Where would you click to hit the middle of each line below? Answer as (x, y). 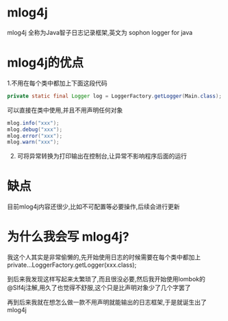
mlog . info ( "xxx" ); (33, 123)
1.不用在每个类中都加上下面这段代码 (57, 83)
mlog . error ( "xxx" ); (35, 136)
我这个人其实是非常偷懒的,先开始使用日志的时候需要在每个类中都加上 (104, 257)
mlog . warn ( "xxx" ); (33, 142)
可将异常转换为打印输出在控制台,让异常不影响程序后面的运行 (102, 156)
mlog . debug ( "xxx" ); (35, 129)
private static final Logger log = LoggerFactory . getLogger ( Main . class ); (115, 96)
